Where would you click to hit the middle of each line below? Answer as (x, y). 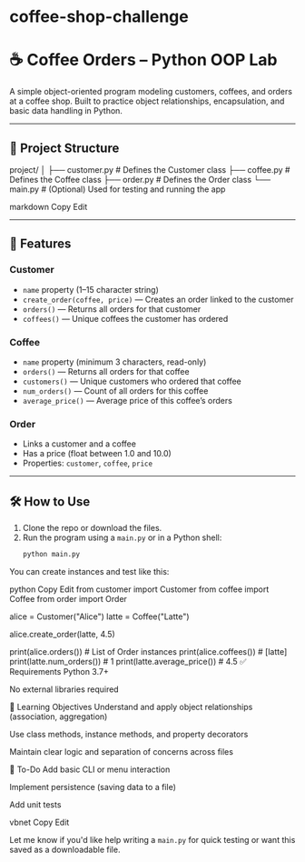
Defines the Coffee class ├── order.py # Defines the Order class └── (140, 179)
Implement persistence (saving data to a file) (93, 787)
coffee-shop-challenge (99, 17)
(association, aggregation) (59, 717)
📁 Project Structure (64, 148)
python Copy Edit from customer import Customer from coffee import (139, 589)
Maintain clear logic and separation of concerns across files (122, 751)
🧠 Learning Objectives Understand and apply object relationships (131, 707)
